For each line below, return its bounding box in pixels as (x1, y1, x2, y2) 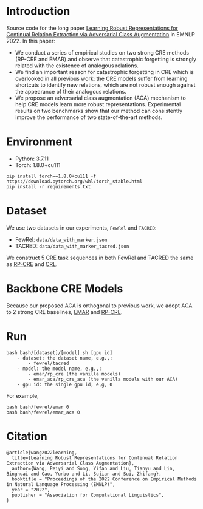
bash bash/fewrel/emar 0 (6, 404, 69, 410)
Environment (6, 135, 73, 149)
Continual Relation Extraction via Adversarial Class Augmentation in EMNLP (6, 30, 196, 38)
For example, (6, 392, 40, 399)
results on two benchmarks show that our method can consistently (15, 107, 183, 114)
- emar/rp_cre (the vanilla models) (28, 371, 121, 377)
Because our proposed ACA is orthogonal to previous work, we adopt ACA (6, 302, 193, 309)
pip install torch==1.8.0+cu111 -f (6, 173, 97, 179)
